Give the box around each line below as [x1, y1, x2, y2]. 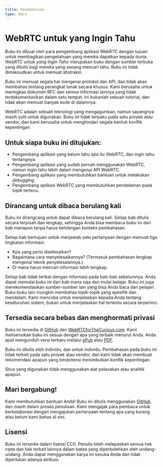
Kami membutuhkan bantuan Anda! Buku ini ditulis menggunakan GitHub [5, 398, 151, 404]
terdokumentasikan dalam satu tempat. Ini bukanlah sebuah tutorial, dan [5, 94, 150, 100]
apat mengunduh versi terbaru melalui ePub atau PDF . [5, 337, 113, 343]
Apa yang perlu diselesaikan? [12, 249, 72, 255]
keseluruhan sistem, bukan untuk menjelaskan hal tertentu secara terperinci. [5, 300, 159, 305]
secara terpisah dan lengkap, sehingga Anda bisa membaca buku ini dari [5, 220, 151, 226]
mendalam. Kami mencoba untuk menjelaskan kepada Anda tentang [5, 295, 142, 301]
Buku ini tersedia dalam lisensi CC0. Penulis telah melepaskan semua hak [5, 441, 152, 447]
